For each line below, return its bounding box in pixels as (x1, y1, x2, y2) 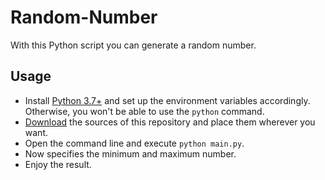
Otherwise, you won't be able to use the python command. (24, 105, 265, 117)
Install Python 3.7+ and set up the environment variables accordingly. (24, 94, 311, 106)
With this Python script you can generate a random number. (10, 39, 257, 51)
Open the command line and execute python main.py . (24, 137, 245, 149)
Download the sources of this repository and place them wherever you (24, 116, 316, 128)
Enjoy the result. (24, 158, 92, 170)
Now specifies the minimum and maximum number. (24, 147, 237, 160)
